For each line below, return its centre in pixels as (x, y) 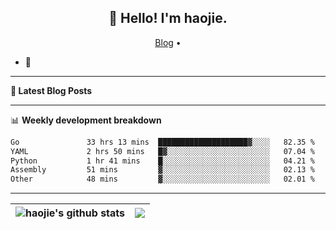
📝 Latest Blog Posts (51, 90)
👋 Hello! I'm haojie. (168, 18)
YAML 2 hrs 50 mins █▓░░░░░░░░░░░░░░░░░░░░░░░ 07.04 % (162, 151)
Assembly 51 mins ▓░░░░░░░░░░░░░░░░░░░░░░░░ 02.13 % (162, 170)
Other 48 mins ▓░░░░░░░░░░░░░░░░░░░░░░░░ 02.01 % (162, 179)
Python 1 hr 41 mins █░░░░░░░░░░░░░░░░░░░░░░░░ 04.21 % (162, 161)
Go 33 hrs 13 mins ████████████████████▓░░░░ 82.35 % (162, 142)
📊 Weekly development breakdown (86, 120)
